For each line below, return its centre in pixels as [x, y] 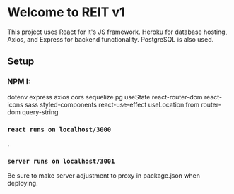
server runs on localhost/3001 [61, 161]
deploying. [23, 183]
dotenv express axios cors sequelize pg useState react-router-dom [105, 97]
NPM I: [19, 82]
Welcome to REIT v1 [66, 12]
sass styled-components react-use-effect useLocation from [112, 104]
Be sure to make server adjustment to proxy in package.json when [104, 176]
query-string [40, 112]
